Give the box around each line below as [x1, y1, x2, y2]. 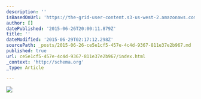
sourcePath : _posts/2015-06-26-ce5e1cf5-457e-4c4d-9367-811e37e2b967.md [6, 43, 191, 49]
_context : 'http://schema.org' [6, 59, 84, 65]
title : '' [6, 31, 31, 37]
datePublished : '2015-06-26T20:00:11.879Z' [6, 25, 117, 32]
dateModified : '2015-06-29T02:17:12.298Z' [6, 37, 114, 43]
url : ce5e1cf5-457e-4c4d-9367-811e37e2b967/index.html [6, 53, 146, 59]
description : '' [6, 8, 47, 15]
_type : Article [6, 64, 44, 71]
